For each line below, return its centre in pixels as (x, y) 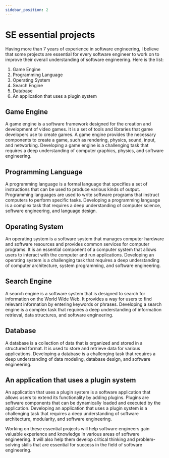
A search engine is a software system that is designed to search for (75, 293)
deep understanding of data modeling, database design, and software (78, 359)
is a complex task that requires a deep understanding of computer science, (83, 206)
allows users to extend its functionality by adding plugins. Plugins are (77, 398)
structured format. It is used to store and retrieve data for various (73, 348)
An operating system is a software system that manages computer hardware (85, 239)
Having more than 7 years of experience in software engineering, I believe (82, 49)
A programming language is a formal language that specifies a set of (76, 184)
